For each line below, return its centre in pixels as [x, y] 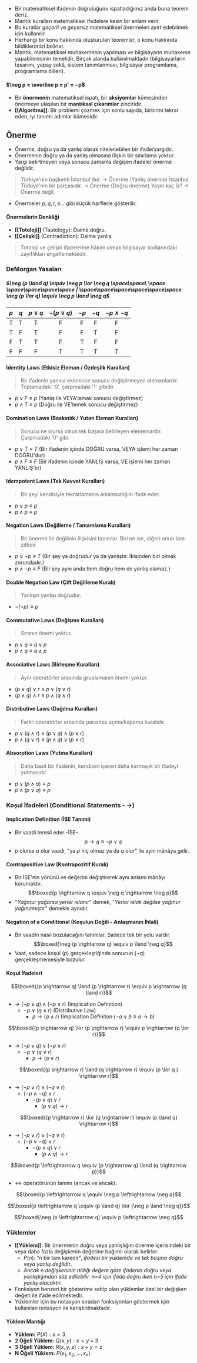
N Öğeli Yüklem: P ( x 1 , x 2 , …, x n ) [52, 1354]
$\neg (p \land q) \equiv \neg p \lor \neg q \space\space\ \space [86, 283]
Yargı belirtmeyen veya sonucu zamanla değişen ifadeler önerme [93, 162]
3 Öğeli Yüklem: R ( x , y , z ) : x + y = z [59, 1347]
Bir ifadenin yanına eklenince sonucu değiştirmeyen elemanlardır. [99, 381]
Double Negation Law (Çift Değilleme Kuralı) [61, 582]
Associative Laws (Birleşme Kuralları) [53, 664]
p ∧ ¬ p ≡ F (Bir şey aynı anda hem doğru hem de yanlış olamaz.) [92, 569]
